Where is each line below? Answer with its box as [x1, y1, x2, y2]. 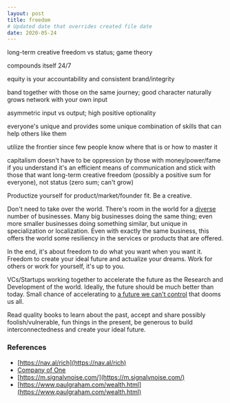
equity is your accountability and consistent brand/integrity [7, 75, 175, 83]
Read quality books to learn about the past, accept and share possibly [7, 311, 206, 319]
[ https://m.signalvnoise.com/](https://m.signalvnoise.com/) [17, 373, 185, 381]
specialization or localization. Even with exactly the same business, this [7, 227, 209, 235]
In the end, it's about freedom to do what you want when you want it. [7, 247, 203, 256]
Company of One [17, 366, 66, 374]
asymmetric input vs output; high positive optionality [7, 109, 156, 117]
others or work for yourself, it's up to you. [7, 262, 125, 271]
